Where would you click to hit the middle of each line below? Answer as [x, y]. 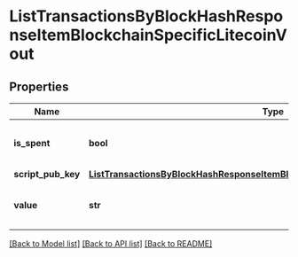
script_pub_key [47, 174]
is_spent [32, 143]
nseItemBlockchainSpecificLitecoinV [149, 35]
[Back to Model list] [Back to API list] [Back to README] [111, 244]
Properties [39, 86]
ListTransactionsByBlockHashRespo [146, 16]
